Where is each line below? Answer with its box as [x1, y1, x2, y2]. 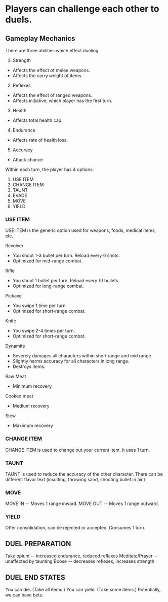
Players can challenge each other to [5, 3, 159, 15]
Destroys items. [12, 363, 46, 370]
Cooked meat [5, 393, 34, 399]
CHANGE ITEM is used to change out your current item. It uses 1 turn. [5, 447, 150, 453]
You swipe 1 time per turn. [12, 303, 67, 309]
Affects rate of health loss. [12, 137, 68, 143]
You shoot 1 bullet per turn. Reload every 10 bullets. [12, 278, 120, 284]
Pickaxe [5, 293, 22, 299]
